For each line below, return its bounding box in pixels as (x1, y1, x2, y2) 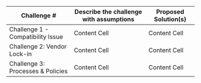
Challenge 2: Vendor (9, 42, 67, 50)
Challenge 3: (9, 60, 45, 67)
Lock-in (9, 50, 32, 58)
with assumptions (82, 15, 135, 23)
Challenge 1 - (9, 25, 49, 33)
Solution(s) (154, 15, 187, 23)
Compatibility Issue (9, 33, 63, 41)
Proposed (156, 8, 184, 16)
